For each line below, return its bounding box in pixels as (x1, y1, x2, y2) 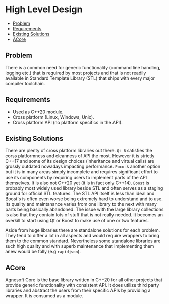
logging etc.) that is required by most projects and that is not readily (5, 70, 146, 76)
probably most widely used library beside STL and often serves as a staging (5, 185, 163, 191)
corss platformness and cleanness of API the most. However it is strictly (5, 153, 155, 159)
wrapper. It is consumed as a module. (5, 293, 83, 299)
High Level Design (5, 4, 83, 15)
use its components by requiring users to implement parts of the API (5, 175, 147, 181)
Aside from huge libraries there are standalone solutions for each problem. (5, 227, 160, 233)
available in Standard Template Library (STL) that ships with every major (5, 75, 155, 81)
